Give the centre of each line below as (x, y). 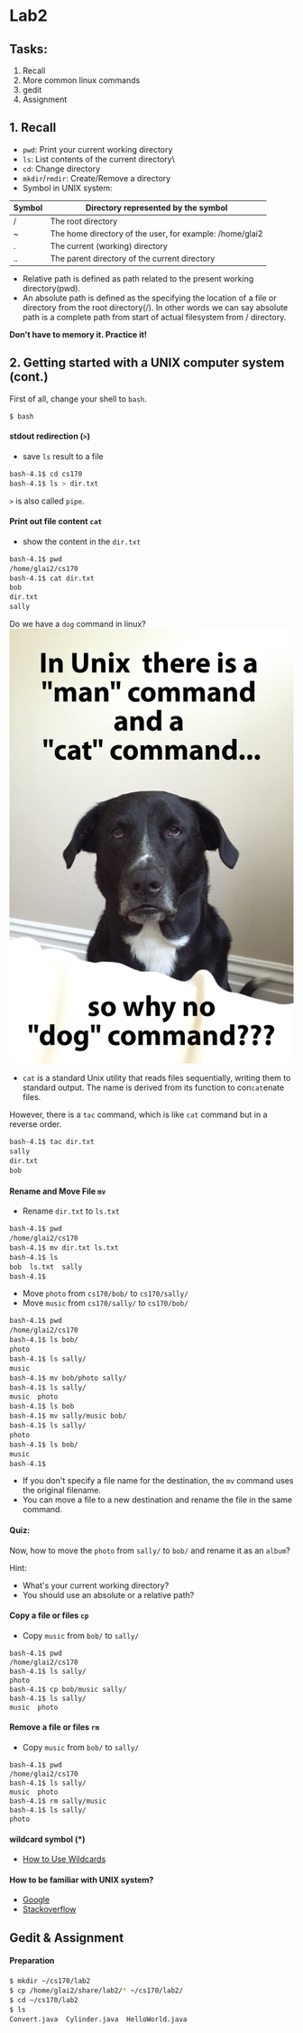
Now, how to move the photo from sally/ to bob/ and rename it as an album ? (150, 1550)
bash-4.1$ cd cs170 (46, 474)
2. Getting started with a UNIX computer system (147, 363)
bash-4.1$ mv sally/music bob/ (68, 1416)
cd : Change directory (61, 169)
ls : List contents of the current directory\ (99, 159)
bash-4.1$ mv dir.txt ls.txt (64, 1248)
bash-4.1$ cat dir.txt (52, 578)
